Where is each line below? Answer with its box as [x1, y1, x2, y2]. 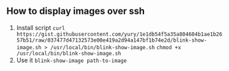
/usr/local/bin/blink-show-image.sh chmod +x [50, 44, 182, 51]
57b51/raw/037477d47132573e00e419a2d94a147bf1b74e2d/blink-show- [16, 37, 207, 44]
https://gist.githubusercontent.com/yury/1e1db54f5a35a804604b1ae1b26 [16, 31, 223, 38]
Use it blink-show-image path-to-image [16, 56, 128, 64]
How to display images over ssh [6, 5, 145, 17]
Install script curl [16, 23, 66, 31]
